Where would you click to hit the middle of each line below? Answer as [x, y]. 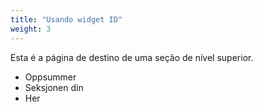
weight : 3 [31, 29]
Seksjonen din [54, 87]
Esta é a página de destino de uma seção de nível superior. [132, 57]
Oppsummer [50, 77]
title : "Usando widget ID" [66, 19]
